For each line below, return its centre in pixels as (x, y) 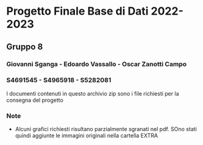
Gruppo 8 (25, 47)
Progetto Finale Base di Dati (77, 11)
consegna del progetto (35, 100)
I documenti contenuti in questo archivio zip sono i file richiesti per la (93, 93)
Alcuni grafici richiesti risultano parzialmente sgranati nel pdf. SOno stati (106, 129)
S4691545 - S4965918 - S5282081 (59, 80)
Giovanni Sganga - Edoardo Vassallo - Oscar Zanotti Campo (97, 64)
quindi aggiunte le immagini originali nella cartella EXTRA (87, 136)
